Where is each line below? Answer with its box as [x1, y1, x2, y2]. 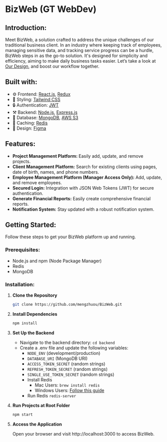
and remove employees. [12, 179, 62, 186]
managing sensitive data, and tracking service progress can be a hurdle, [5, 48, 154, 53]
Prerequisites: [5, 246, 40, 253]
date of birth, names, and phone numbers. [12, 169, 99, 175]
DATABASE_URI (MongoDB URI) [27, 355, 88, 361]
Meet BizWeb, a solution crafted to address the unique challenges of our [5, 37, 154, 43]
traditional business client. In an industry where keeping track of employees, [5, 42, 162, 48]
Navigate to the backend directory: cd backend [19, 339, 115, 345]
